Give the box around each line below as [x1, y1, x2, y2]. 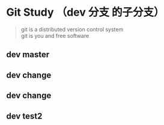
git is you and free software [20, 32, 90, 39]
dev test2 [6, 111, 43, 121]
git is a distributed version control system [20, 25, 124, 33]
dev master [6, 49, 50, 60]
